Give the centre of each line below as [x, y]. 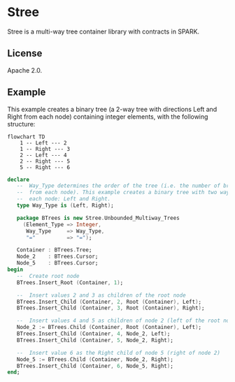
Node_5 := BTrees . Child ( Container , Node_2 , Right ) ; [95, 359]
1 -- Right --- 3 [45, 149]
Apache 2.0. [25, 70]
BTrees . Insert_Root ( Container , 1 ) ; [70, 282]
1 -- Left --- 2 [44, 143]
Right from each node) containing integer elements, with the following [108, 117]
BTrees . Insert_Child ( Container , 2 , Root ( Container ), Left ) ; [109, 302]
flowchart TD [26, 137]
